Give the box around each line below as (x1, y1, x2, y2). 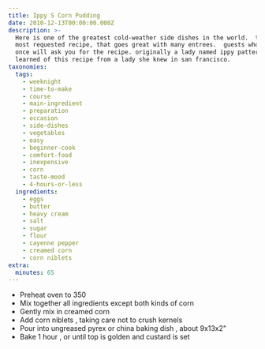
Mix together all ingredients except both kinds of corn (19, 298, 195, 308)
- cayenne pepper (22, 239, 80, 247)
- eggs (22, 195, 44, 203)
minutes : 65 (15, 268, 55, 276)
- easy (22, 136, 44, 144)
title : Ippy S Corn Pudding (8, 11, 101, 20)
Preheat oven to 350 (19, 290, 87, 300)
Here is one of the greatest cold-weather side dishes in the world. (15, 33, 248, 42)
